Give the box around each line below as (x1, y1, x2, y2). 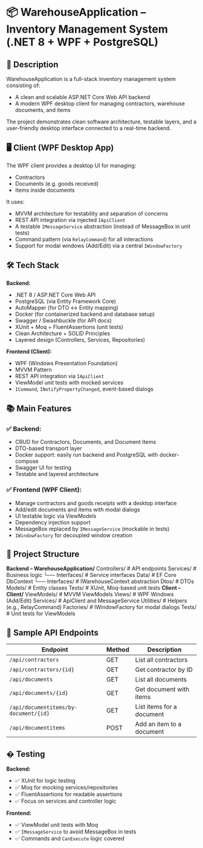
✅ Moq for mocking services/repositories (14, 784, 118, 791)
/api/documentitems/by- (9, 704, 78, 711)
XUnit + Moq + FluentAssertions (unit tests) (14, 323, 124, 330)
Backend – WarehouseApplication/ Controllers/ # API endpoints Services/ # (6, 565, 197, 572)
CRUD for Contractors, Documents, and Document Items (14, 439, 156, 446)
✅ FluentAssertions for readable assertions (14, 791, 123, 798)
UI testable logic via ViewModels (14, 512, 97, 520)
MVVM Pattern (14, 366, 53, 373)
